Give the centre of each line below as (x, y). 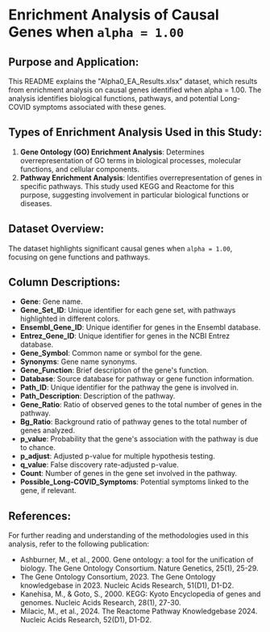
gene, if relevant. (48, 491)
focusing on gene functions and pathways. (79, 257)
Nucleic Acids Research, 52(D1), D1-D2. (85, 620)
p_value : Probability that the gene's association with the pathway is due (139, 439)
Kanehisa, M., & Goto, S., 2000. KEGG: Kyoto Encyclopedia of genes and (140, 594)
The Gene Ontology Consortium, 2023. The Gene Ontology (118, 577)
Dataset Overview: (56, 229)
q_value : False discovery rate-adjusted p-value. (99, 465)
